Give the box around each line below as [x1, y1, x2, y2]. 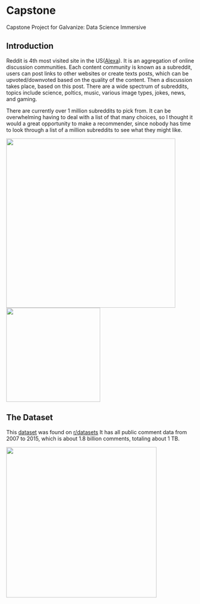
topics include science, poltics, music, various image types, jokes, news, [6, 89, 186, 96]
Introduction [6, 41, 54, 51]
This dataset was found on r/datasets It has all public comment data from [6, 428, 187, 435]
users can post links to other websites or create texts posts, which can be [6, 70, 189, 77]
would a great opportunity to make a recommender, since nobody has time [6, 120, 191, 127]
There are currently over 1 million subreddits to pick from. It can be [6, 107, 171, 114]
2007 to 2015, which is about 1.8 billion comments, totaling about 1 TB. [6, 435, 180, 442]
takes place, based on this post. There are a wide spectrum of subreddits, [6, 83, 189, 90]
